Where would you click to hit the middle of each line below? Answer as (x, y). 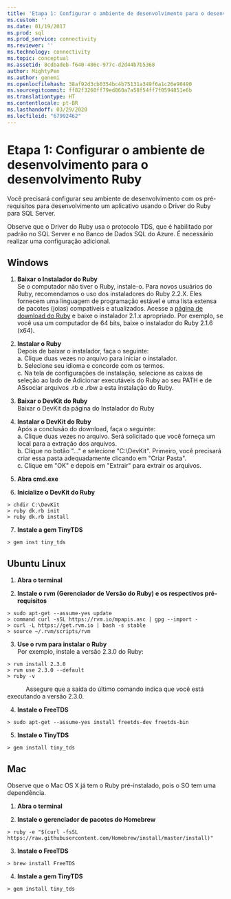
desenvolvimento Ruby (75, 179)
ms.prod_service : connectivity (52, 39)
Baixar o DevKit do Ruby (52, 401)
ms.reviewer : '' (30, 45)
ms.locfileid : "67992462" (44, 116)
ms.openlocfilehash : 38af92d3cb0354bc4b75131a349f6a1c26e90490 (100, 84)
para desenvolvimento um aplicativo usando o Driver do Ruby (124, 206)
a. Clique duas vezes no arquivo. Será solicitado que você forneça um (116, 436)
